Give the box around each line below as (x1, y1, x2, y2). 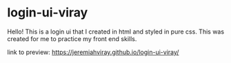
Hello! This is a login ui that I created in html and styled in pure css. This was (7, 27, 225, 36)
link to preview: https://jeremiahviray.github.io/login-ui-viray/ (7, 48, 179, 56)
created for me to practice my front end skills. (7, 34, 137, 42)
